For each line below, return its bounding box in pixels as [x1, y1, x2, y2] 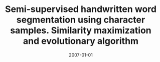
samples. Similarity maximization [10, 25, 152, 36]
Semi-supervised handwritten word [5, 3, 157, 15]
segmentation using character [16, 14, 145, 25]
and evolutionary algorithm [23, 35, 138, 47]
